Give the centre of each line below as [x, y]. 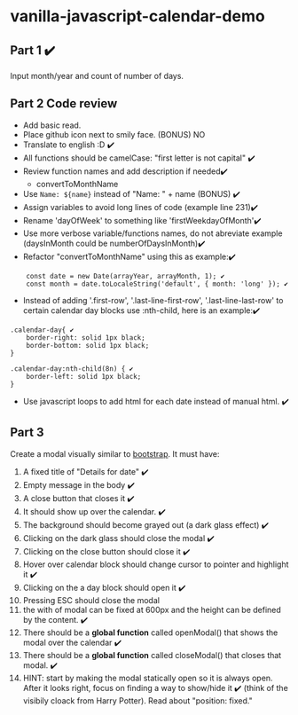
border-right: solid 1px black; [86, 338]
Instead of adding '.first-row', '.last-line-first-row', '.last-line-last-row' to [153, 300]
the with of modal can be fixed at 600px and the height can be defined [152, 609]
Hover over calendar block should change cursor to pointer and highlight [156, 564]
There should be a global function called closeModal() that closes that [152, 655]
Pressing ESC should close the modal [91, 600]
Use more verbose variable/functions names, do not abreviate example [153, 233]
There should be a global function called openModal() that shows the [150, 632]
